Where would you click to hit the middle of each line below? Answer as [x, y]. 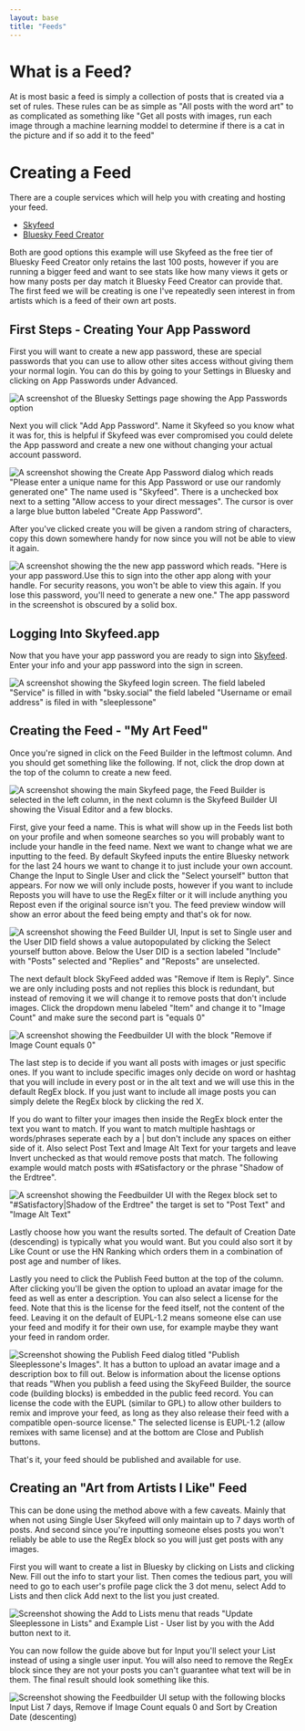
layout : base [34, 18]
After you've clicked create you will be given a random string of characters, [151, 529]
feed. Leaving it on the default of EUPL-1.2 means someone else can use [146, 1317]
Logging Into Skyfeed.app [85, 634]
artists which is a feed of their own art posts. [93, 301]
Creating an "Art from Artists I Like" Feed [128, 1488]
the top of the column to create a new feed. [91, 772]
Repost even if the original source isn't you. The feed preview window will [147, 904]
